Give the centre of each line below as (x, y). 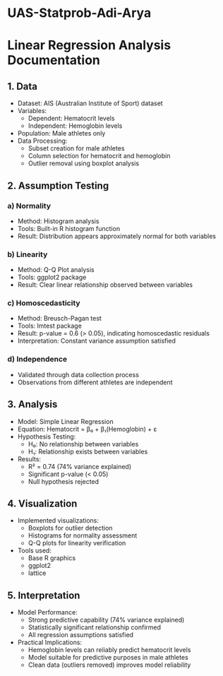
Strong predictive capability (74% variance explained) (106, 620)
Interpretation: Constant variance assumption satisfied (97, 341)
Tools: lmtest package (50, 326)
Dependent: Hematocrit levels (71, 119)
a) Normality (29, 206)
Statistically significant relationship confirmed (94, 627)
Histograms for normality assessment (83, 535)
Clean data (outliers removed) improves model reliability (109, 665)
